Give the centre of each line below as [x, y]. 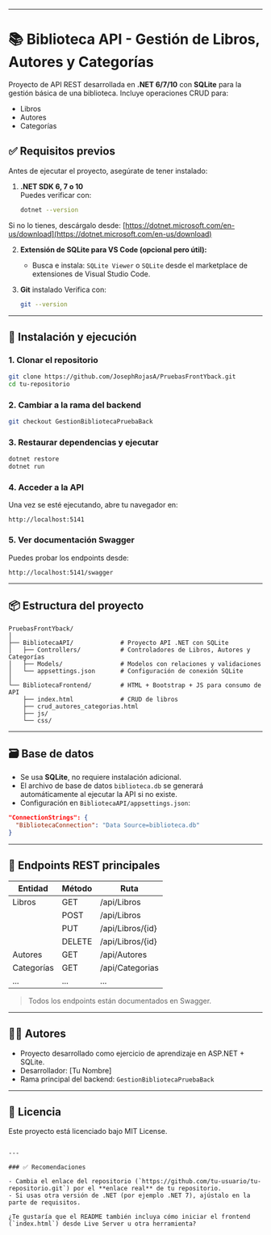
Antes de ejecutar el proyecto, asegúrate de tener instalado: [108, 171]
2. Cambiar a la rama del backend [75, 405]
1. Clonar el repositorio [53, 360]
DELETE [77, 941]
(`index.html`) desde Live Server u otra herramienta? [102, 1224]
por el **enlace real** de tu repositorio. [147, 1189]
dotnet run [27, 467]
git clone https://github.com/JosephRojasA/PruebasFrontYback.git [122, 377]
